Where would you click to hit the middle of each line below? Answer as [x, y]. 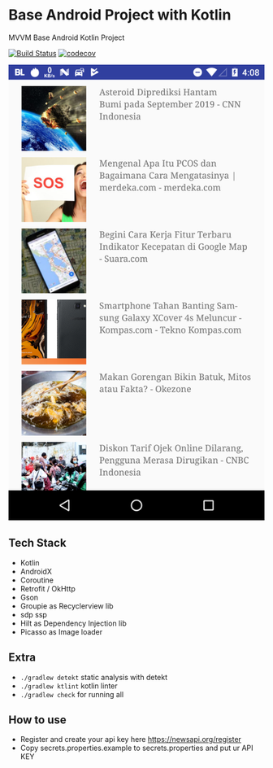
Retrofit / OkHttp [48, 588]
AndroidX [36, 571]
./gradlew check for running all [72, 694]
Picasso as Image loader [61, 631]
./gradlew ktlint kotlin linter [69, 686]
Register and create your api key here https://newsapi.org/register [131, 740]
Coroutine [37, 580]
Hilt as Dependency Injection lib [74, 623]
